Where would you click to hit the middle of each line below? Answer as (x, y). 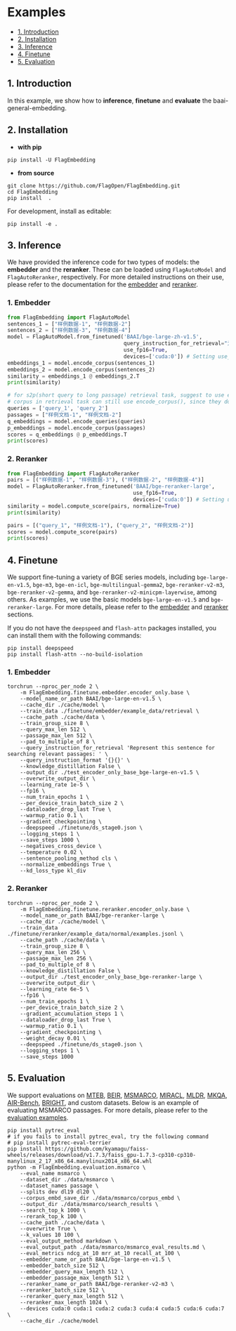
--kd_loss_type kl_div (53, 871)
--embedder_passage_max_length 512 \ (75, 1278)
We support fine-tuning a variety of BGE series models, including (101, 577)
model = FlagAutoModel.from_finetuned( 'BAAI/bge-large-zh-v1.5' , (105, 337)
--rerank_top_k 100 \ (51, 1216)
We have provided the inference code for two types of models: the (104, 262)
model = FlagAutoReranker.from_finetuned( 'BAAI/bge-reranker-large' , (111, 486)
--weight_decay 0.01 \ (53, 1038)
